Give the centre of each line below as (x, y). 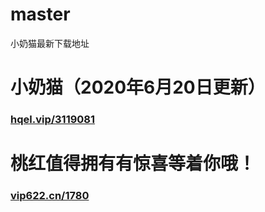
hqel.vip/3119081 (53, 120)
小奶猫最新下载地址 (50, 43)
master (40, 14)
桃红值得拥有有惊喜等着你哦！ (133, 164)
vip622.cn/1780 (50, 196)
